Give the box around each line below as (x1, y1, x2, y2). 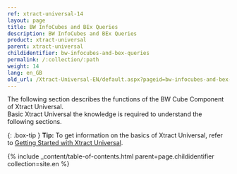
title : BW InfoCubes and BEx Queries (7, 23, 119, 30)
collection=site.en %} (7, 160, 70, 168)
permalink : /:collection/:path (7, 56, 99, 63)
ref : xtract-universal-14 (7, 10, 83, 18)
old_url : (7, 75, 33, 83)
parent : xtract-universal (7, 43, 83, 50)
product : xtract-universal (7, 37, 87, 44)
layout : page (7, 17, 46, 24)
